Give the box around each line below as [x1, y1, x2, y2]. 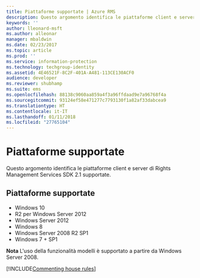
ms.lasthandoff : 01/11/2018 [6, 114, 76, 120]
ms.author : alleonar [6, 31, 58, 37]
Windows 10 [14, 204, 45, 211]
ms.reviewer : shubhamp [6, 81, 62, 87]
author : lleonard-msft [6, 25, 62, 32]
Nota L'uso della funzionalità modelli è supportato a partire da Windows [6, 247, 182, 254]
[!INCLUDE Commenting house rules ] [6, 265, 96, 272]
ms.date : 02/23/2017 [6, 42, 58, 48]
